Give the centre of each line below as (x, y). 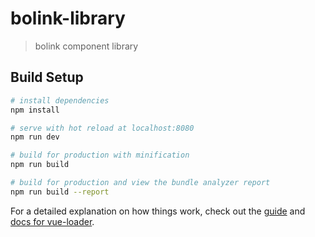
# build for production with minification (100, 155)
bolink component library (86, 46)
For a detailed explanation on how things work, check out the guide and (158, 211)
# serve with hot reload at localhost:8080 (102, 128)
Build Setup (47, 77)
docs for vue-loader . (52, 221)
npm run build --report (60, 192)
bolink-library (68, 18)
